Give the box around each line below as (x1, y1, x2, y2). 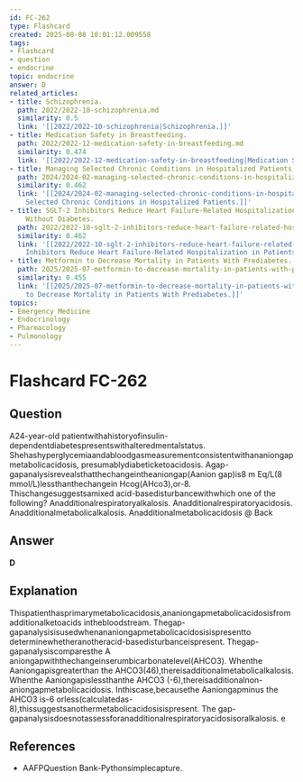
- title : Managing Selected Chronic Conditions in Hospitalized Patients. (9, 164, 297, 173)
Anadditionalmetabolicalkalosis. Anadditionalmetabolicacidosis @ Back (9, 507, 273, 518)
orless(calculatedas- (56, 694, 133, 704)
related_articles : (9, 88, 78, 97)
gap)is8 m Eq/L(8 (217, 468, 282, 479)
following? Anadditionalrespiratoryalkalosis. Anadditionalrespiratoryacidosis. (9, 497, 293, 508)
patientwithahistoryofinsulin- (61, 430, 169, 441)
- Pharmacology (9, 324, 67, 333)
